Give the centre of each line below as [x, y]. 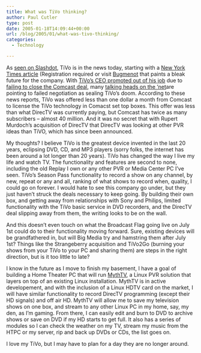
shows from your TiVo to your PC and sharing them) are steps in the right [97, 250]
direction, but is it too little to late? [48, 256]
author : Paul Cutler [32, 17]
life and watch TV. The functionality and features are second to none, [92, 162]
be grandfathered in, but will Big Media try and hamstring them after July [96, 237]
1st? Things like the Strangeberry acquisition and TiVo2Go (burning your [95, 244]
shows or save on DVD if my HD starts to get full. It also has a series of [94, 319]
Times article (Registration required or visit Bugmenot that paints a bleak [96, 74]
